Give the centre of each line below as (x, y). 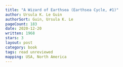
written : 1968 (20, 33)
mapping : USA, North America (36, 57)
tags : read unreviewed (29, 52)
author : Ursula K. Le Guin (34, 15)
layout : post (19, 43)
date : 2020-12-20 (24, 29)
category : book (21, 47)
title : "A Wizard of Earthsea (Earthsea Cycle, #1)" (62, 10)
